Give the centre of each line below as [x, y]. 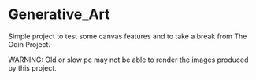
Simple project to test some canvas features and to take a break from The [128, 36]
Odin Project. [30, 44]
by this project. [32, 67]
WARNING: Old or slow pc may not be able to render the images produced [128, 60]
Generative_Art [59, 15]
